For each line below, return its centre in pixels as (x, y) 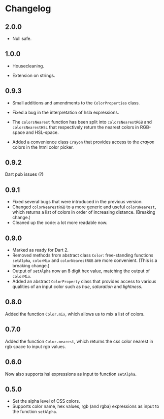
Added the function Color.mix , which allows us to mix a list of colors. (75, 314)
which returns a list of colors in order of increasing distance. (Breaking (84, 212)
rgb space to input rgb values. (36, 346)
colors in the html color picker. (43, 147)
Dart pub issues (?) (24, 174)
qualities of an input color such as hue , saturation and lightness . (77, 287)
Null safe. (22, 38)
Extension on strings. (34, 75)
